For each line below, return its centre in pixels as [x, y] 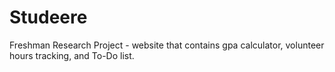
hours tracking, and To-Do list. [72, 55]
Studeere [48, 17]
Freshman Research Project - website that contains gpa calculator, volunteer [167, 45]
